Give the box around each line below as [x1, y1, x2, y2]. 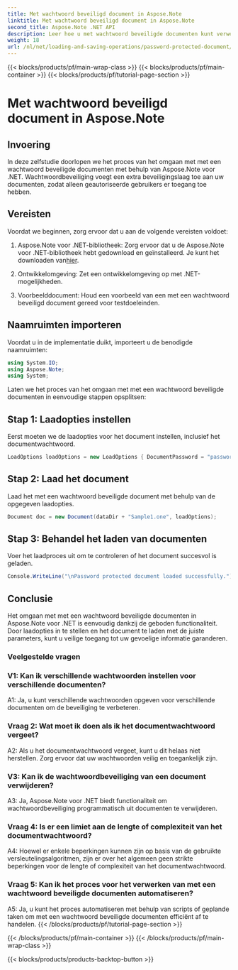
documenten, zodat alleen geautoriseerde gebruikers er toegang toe [7, 180, 207, 188]
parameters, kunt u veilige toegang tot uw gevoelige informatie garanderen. [7, 634, 228, 643]
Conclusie [7, 592, 53, 604]
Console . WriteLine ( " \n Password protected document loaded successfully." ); [7, 573, 236, 580]
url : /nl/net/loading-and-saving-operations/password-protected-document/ [7, 43, 233, 50]
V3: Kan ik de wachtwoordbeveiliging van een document [7, 771, 207, 781]
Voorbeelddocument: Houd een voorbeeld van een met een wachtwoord [17, 290, 230, 299]
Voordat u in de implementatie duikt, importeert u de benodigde [7, 338, 193, 347]
